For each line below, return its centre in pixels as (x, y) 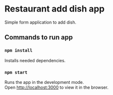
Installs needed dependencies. (35, 60)
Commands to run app (39, 37)
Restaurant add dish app (55, 9)
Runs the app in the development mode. (44, 82)
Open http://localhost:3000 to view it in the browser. (56, 87)
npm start (16, 72)
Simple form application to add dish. (41, 22)
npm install (19, 51)
